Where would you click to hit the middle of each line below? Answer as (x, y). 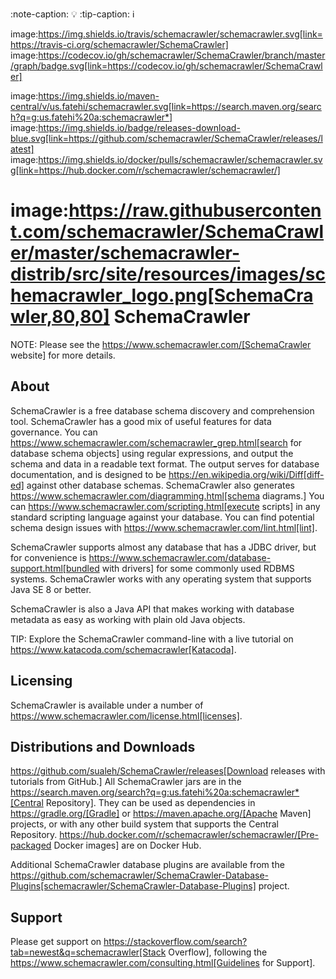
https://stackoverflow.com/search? (175, 942)
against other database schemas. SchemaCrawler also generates (161, 485)
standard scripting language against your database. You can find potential (162, 517)
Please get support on (56, 942)
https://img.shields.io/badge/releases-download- (139, 127)
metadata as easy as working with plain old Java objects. (128, 619)
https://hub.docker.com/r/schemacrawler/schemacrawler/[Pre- (189, 835)
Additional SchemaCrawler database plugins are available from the (147, 865)
